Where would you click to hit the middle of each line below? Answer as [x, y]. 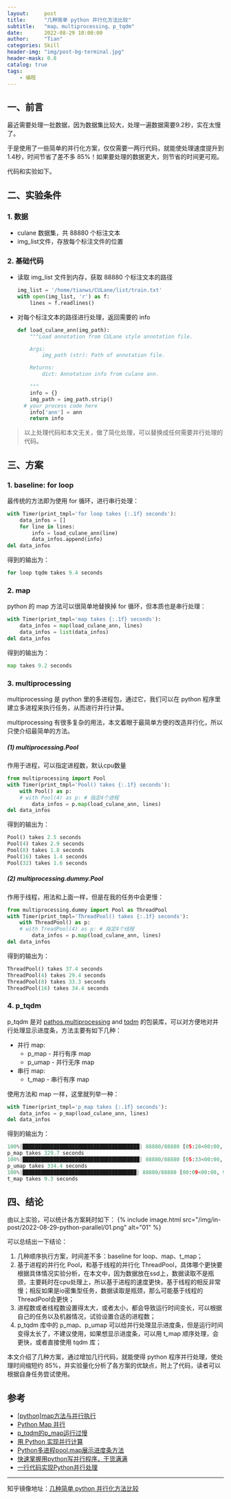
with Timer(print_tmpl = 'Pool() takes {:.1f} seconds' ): [89, 785]
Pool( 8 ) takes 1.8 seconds [46, 851]
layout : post [32, 13]
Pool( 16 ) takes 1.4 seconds [47, 857]
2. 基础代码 [25, 261]
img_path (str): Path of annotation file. [104, 355]
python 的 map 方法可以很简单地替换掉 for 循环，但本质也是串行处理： [107, 606]
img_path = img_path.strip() [71, 399]
